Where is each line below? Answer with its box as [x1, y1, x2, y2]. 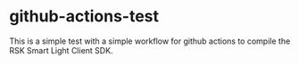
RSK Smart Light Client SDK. [9, 45, 113, 55]
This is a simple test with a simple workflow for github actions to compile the [9, 36, 291, 46]
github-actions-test [9, 6, 159, 27]
